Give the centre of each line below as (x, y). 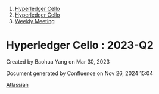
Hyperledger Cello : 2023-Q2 (80, 46)
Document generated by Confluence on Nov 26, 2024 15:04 (80, 73)
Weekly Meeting (35, 21)
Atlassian (17, 84)
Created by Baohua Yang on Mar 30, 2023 (58, 61)
